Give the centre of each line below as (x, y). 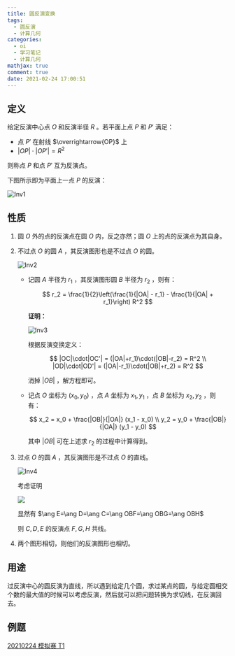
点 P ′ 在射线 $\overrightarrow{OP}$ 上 (72, 142)
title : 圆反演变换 (31, 14)
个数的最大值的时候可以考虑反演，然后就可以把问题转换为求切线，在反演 (111, 594)
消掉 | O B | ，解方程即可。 (64, 380)
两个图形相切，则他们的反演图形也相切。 (76, 543)
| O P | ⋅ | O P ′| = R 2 (41, 150)
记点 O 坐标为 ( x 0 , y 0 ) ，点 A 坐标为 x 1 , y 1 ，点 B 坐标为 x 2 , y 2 (115, 396)
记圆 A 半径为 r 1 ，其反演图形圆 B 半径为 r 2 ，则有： (102, 280)
